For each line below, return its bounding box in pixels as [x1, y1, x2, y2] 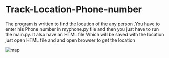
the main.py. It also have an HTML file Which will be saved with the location [5, 31, 164, 37]
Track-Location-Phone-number [5, 4, 142, 15]
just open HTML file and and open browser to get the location [5, 37, 135, 43]
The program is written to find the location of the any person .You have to [5, 21, 160, 27]
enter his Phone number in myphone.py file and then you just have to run [5, 26, 159, 32]
